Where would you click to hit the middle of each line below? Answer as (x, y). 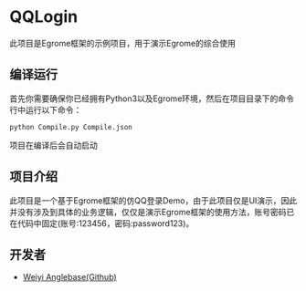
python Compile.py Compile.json (71, 127)
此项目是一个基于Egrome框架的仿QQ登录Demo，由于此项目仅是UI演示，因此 (153, 200)
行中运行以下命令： (46, 109)
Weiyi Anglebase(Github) (69, 277)
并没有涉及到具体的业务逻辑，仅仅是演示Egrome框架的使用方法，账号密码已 (152, 212)
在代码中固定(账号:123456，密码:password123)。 (102, 223)
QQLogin (44, 17)
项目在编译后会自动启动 (53, 145)
